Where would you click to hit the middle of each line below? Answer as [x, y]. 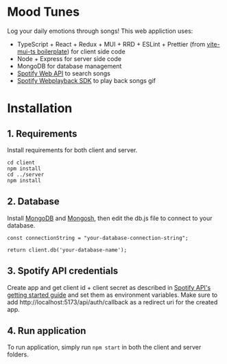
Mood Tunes [44, 12]
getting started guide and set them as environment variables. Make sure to [112, 295]
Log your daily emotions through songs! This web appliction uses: [100, 31]
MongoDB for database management [69, 66]
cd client [21, 162]
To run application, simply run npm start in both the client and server [104, 348]
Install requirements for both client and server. [72, 150]
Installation [40, 109]
